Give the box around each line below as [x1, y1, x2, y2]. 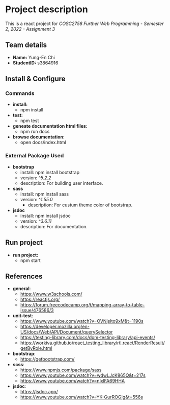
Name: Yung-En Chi [12, 54, 55, 60]
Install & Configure [5, 75, 66, 83]
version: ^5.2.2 [20, 175, 51, 181]
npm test [20, 117, 39, 124]
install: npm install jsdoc [20, 212, 71, 219]
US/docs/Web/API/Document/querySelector [20, 329, 113, 335]
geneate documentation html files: [12, 123, 88, 129]
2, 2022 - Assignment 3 [5, 26, 55, 32]
